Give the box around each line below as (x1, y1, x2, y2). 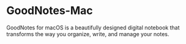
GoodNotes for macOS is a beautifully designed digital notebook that (6, 24, 180, 31)
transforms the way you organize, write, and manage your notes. (6, 30, 169, 37)
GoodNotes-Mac (6, 4, 93, 18)
